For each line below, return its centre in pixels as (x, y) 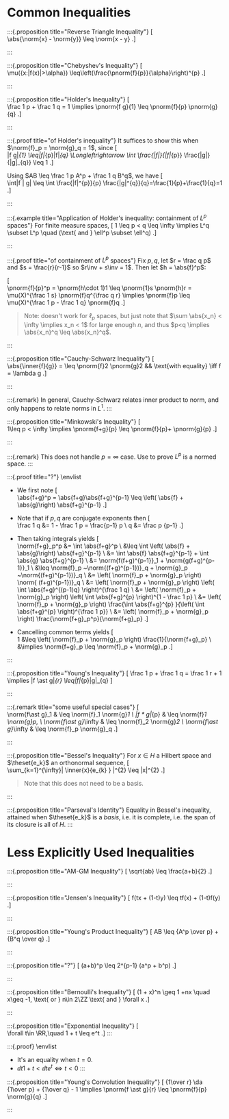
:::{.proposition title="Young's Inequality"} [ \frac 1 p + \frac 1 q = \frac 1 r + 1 (114, 673)
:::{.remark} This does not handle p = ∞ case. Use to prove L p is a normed (112, 456)
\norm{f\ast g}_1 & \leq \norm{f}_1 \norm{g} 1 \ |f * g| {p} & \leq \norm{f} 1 (107, 714)
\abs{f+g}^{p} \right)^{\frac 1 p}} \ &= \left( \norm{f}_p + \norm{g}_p (112, 612)
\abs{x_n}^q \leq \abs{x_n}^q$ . (67, 332)
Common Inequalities (69, 13)
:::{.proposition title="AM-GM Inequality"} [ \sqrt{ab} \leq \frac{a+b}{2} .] (110, 871)
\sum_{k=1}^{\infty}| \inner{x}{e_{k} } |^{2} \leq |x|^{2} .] (86, 770)
